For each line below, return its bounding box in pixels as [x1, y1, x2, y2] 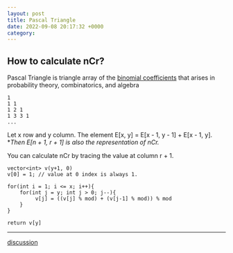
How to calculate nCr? [7, 55, 105, 67]
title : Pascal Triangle [7, 17, 76, 24]
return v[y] [7, 220, 42, 227]
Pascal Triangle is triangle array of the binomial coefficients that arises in [7, 73, 215, 82]
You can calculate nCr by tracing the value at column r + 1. [7, 152, 174, 160]
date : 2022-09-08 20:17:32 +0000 [7, 23, 104, 30]
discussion [7, 238, 38, 247]
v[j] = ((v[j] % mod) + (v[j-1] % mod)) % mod [35, 195, 172, 202]
